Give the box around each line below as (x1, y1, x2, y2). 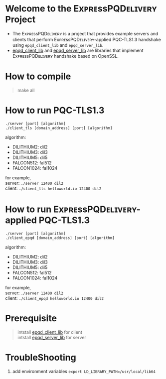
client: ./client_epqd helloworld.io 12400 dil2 (5, 295, 104, 301)
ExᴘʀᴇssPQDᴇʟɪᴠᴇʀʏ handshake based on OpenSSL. (12, 53, 119, 59)
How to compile (5, 71, 71, 82)
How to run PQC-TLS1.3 (5, 105, 105, 116)
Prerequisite (5, 312, 57, 324)
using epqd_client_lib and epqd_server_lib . (12, 42, 104, 48)
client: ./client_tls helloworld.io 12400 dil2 (5, 185, 102, 191)
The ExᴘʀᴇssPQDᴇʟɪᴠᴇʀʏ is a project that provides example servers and (12, 30, 159, 36)
